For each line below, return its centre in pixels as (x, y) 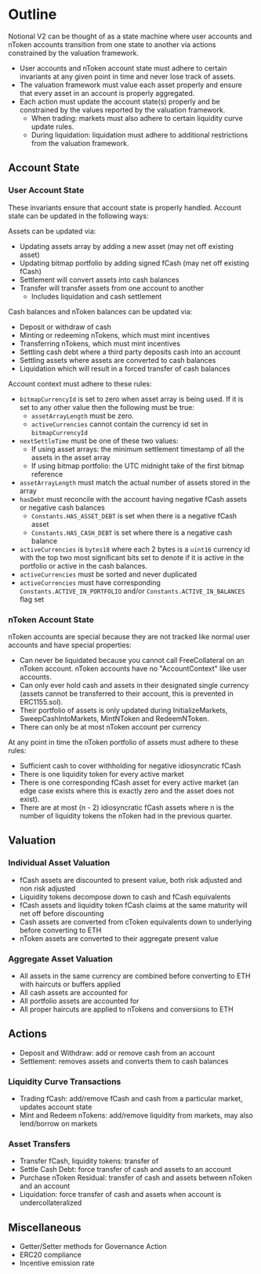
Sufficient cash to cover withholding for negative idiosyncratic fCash (130, 765)
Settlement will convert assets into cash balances (99, 280)
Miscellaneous (45, 1227)
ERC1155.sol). (41, 701)
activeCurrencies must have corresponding (90, 582)
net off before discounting (62, 913)
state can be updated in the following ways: (78, 216)
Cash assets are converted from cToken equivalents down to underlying (136, 921)
